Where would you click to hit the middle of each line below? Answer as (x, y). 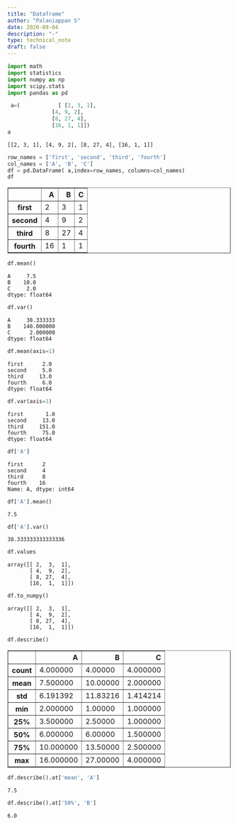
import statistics (34, 73)
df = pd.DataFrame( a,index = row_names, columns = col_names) (96, 170)
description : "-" (33, 34)
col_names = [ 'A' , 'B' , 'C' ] (50, 164)
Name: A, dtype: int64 (41, 489)
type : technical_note (39, 40)
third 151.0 (31, 427)
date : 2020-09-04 (33, 27)
